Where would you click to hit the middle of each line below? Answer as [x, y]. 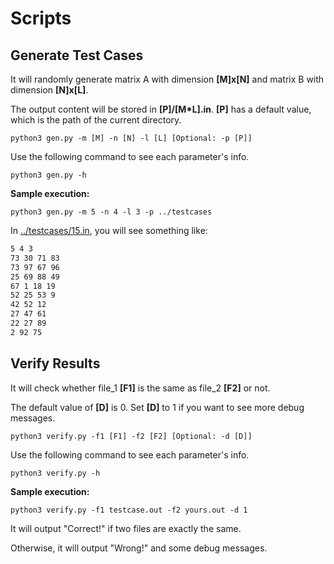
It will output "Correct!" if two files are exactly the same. [126, 528]
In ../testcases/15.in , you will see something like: [109, 230]
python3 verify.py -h [55, 473]
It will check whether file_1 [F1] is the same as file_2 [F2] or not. [140, 388]
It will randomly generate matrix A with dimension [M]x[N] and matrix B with [167, 79]
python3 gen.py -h [48, 175]
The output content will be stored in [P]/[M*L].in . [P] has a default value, [161, 109]
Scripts [41, 18]
